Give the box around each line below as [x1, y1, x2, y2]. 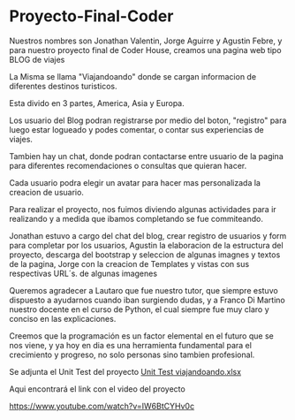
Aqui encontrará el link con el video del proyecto [9, 383, 185, 394]
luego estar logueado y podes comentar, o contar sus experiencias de [9, 124, 265, 134]
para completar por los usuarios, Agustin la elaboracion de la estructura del [9, 240, 284, 250]
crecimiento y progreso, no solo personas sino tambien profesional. [9, 349, 255, 360]
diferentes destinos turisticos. [9, 80, 117, 91]
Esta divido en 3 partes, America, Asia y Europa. [9, 97, 185, 108]
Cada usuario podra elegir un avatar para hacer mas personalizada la [9, 177, 261, 187]
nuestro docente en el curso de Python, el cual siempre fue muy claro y [9, 303, 269, 315]
